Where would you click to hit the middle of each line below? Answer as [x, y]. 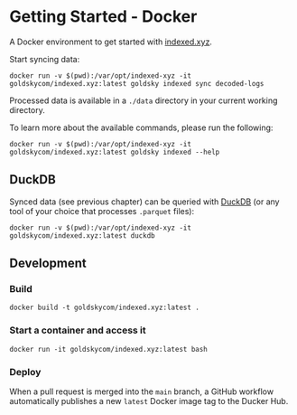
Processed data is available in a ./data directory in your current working [144, 100]
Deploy [25, 372]
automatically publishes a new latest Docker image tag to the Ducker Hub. [149, 401]
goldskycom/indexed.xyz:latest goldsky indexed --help [115, 152]
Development [48, 264]
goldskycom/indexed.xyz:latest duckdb [82, 236]
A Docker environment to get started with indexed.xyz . [111, 42]
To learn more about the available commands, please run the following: [141, 127]
